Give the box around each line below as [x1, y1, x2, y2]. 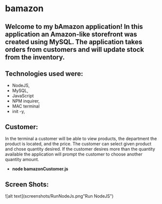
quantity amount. [5, 157, 39, 162]
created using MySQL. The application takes [5, 38, 143, 46]
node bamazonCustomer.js [12, 166, 69, 172]
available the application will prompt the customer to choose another [5, 151, 143, 157]
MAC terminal [12, 103, 40, 109]
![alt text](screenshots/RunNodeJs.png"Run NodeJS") [5, 193, 114, 199]
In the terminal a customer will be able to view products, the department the [5, 136, 157, 142]
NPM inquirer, [12, 98, 40, 104]
